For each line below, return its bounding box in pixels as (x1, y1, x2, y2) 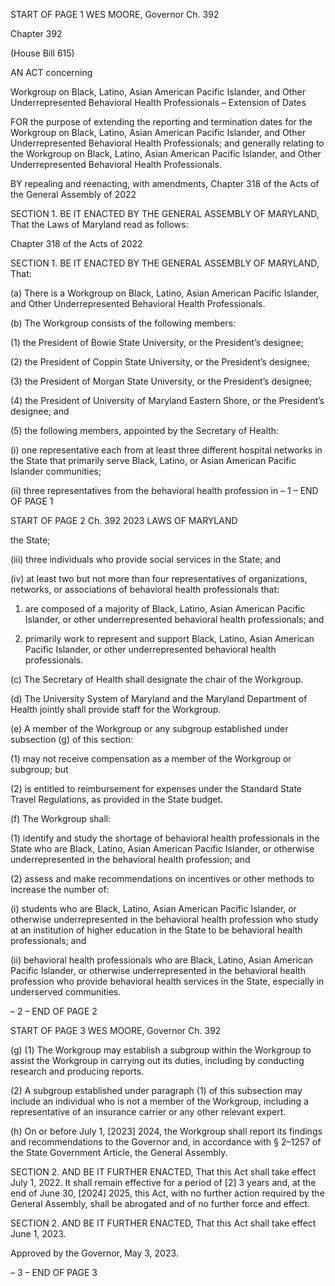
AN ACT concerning (10, 67, 93, 78)
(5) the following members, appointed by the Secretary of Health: (10, 425, 280, 436)
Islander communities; (10, 465, 102, 477)
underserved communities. (10, 986, 122, 998)
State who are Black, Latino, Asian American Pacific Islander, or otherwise (10, 843, 315, 854)
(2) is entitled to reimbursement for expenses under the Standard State (10, 783, 303, 794)
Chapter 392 (10, 28, 63, 39)
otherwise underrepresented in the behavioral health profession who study (10, 914, 319, 925)
